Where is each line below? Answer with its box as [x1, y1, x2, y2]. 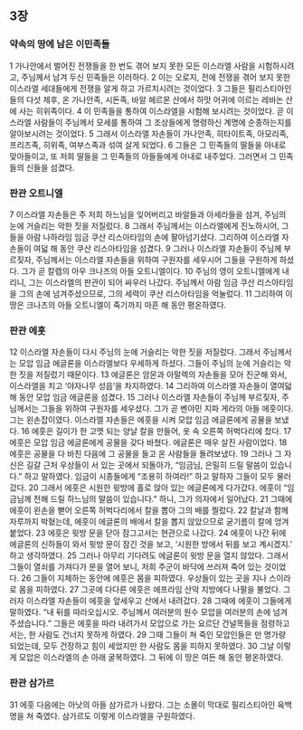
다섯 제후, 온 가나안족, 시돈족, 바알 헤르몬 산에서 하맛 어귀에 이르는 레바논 [25, 94, 284, 105]
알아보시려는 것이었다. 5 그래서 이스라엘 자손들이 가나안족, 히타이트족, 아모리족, [9, 128, 289, 138]
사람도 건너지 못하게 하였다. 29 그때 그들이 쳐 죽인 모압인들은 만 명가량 [37, 630, 287, 640]
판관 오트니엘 [9, 186, 63, 199]
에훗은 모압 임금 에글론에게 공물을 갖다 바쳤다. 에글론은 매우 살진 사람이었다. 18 [9, 437, 288, 448]
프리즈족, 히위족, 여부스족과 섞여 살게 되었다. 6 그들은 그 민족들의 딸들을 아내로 [9, 139, 287, 150]
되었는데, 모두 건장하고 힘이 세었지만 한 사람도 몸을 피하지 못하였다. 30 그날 [9, 640, 275, 651]
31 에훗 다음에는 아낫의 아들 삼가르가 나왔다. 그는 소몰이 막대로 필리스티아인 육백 [9, 699, 292, 710]
